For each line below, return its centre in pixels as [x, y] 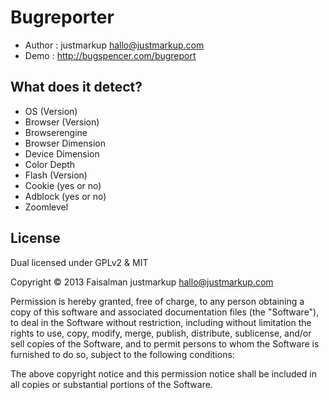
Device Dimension [62, 153]
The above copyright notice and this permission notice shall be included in [163, 373]
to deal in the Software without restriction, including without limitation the [161, 322]
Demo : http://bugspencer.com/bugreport [110, 55]
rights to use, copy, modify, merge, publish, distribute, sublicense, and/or [161, 333]
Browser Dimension [65, 143]
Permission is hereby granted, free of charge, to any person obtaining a [157, 301]
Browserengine [56, 132]
